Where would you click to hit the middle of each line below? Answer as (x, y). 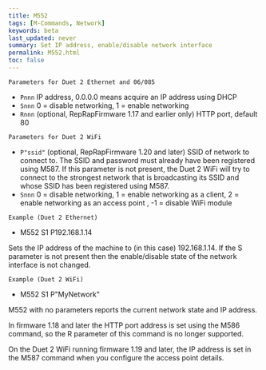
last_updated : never (43, 38)
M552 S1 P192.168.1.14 (56, 232)
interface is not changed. (50, 265)
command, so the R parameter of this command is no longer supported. (126, 333)
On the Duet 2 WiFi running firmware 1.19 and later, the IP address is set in (130, 349)
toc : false (26, 61)
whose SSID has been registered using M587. (95, 185)
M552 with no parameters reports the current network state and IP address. (133, 309)
